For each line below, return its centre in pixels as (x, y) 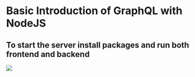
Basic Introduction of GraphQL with (94, 11)
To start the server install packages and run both (98, 45)
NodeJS (26, 23)
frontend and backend (48, 54)
